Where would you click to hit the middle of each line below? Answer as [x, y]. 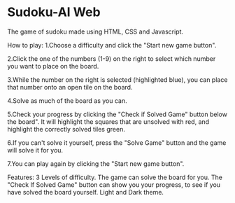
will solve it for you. [35, 150]
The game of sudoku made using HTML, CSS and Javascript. [95, 31]
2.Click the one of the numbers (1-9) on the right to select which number [112, 58]
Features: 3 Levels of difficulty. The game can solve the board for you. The [115, 177]
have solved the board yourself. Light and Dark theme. [86, 192]
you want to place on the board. [53, 66]
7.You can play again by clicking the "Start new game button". [96, 163]
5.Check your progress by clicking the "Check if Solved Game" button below [117, 114]
